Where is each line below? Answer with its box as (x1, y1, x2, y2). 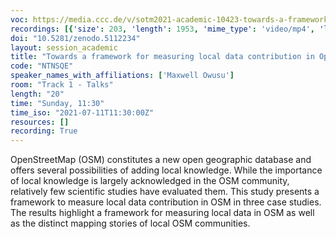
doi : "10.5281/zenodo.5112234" (10, 33, 141, 43)
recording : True (10, 126, 78, 136)
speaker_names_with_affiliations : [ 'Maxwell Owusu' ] (10, 71, 235, 81)
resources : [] (10, 117, 70, 127)
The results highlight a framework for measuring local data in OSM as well (10, 207, 315, 219)
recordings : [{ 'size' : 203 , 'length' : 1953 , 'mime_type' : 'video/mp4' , (10, 24, 316, 34)
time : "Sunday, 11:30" (10, 98, 105, 108)
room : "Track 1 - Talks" (10, 80, 114, 90)
